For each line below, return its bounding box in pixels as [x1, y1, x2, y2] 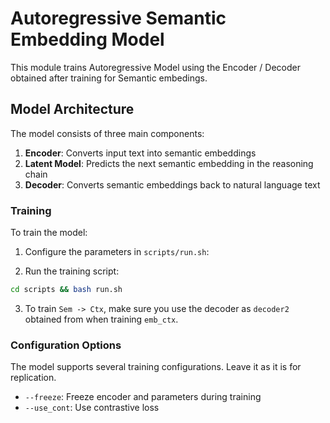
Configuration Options [10, 338, 122, 352]
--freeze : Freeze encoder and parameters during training [24, 391, 262, 403]
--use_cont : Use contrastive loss [24, 402, 160, 414]
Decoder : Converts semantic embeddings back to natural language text [24, 178, 321, 191]
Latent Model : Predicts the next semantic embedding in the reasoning [24, 157, 314, 169]
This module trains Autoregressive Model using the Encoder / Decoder [10, 61, 301, 73]
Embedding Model [10, 28, 165, 51]
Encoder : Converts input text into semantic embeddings [24, 147, 257, 159]
